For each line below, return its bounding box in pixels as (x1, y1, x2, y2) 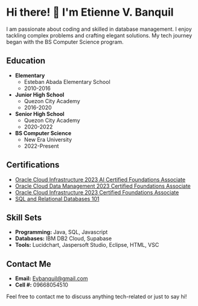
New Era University (24, 136, 72, 143)
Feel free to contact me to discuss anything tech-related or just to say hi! (6, 293, 187, 301)
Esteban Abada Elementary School (24, 78, 110, 85)
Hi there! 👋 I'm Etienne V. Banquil (6, 5, 174, 19)
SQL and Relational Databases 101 (14, 195, 100, 202)
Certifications (6, 160, 60, 170)
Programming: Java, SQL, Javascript (14, 229, 108, 236)
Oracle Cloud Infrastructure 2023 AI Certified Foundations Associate (14, 176, 186, 183)
